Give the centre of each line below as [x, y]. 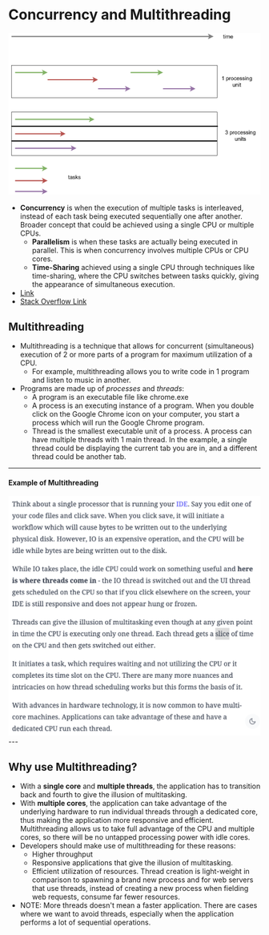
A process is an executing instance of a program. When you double [143, 405]
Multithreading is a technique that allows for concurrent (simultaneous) [137, 346]
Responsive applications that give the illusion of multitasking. [132, 863]
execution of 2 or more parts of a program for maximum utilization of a [136, 355]
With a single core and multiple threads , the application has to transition [140, 786]
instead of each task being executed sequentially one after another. [131, 216]
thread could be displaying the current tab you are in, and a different [145, 448]
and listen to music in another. [81, 380]
